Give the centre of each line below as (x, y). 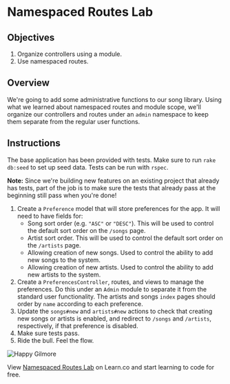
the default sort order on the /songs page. (86, 230)
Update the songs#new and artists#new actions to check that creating (115, 311)
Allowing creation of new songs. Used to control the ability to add (120, 252)
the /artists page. (54, 245)
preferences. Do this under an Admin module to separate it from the (112, 289)
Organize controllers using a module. (70, 54)
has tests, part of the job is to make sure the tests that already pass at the (112, 188)
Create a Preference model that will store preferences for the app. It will (118, 208)
